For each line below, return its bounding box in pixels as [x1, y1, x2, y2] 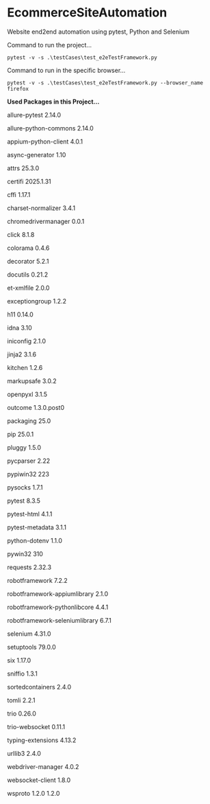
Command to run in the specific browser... [7, 66, 126, 74]
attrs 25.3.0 [7, 163, 40, 172]
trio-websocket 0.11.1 [7, 722, 66, 731]
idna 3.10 [7, 323, 32, 332]
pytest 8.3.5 [7, 496, 41, 505]
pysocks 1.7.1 [7, 483, 43, 492]
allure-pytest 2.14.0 [7, 111, 62, 119]
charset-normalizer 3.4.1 [7, 204, 76, 212]
